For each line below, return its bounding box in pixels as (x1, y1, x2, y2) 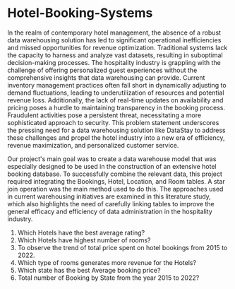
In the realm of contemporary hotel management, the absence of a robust (7, 28, 221, 37)
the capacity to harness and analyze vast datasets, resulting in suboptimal (7, 51, 224, 59)
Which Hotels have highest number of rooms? (17, 235, 151, 244)
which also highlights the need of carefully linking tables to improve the (7, 199, 215, 208)
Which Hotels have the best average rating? (17, 228, 145, 237)
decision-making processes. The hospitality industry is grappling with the (7, 58, 221, 66)
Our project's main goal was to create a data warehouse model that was (7, 154, 217, 163)
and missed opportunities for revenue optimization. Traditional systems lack (7, 43, 228, 52)
